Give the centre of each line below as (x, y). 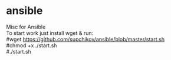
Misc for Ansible (26, 27)
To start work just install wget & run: (50, 33)
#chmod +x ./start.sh (32, 45)
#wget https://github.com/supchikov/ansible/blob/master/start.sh (85, 39)
